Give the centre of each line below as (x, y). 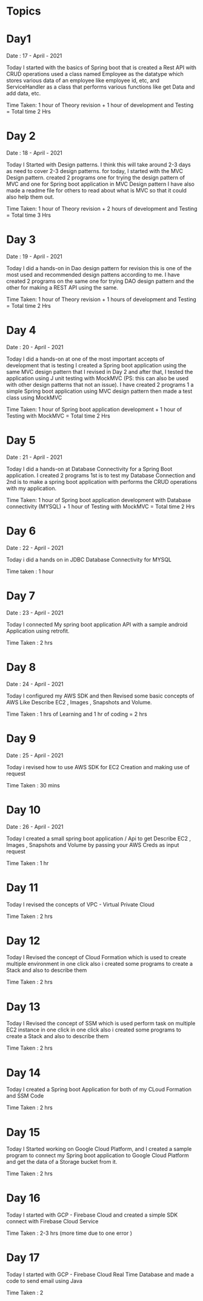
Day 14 (24, 1072)
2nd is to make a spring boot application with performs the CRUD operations (102, 481)
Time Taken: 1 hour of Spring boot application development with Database (99, 500)
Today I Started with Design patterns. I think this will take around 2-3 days (98, 165)
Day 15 (23, 1132)
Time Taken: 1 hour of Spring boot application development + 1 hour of (94, 409)
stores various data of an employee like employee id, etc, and (83, 81)
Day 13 (23, 1007)
